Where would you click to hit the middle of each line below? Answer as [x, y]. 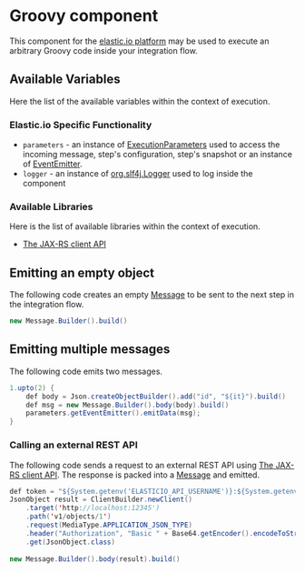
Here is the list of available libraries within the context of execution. [135, 226]
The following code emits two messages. [86, 371]
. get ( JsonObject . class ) [71, 542]
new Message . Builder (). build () [69, 321]
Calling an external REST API [74, 445]
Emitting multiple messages [90, 350]
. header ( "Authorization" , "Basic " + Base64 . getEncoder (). [140, 533]
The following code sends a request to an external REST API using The [142, 465]
